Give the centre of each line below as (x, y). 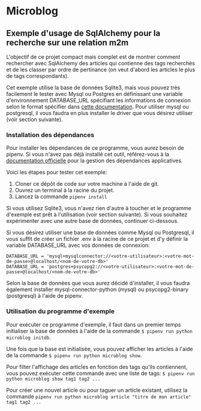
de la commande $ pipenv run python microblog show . (74, 355)
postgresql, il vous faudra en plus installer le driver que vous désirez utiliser (100, 113)
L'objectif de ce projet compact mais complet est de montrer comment (93, 57)
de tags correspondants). (37, 76)
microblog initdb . (28, 337)
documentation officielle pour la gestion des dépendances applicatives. (94, 161)
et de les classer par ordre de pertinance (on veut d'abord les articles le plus (101, 69)
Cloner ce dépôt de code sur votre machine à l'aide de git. (87, 184)
